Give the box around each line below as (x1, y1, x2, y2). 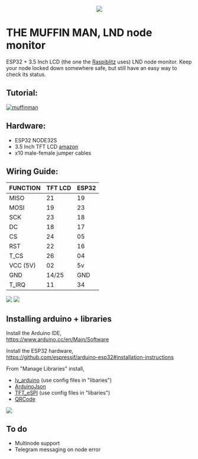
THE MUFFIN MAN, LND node (6, 26, 152, 40)
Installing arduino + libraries (6, 314, 112, 324)
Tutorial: (6, 88, 38, 98)
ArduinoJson (14, 383, 46, 390)
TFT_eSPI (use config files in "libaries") (14, 389, 111, 397)
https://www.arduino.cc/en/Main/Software (6, 336, 109, 343)
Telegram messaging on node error (14, 446, 101, 453)
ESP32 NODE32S (14, 136, 57, 144)
